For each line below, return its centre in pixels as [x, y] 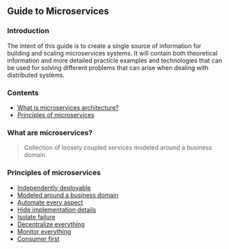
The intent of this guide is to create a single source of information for [104, 46]
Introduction [28, 31]
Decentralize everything [51, 224]
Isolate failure [36, 217]
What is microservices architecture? [68, 107]
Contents [23, 93]
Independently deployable [54, 187]
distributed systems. [36, 75]
